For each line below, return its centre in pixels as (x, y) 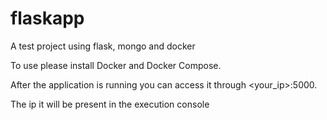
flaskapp (47, 18)
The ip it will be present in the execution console (110, 104)
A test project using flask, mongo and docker (103, 46)
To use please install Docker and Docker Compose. (116, 65)
